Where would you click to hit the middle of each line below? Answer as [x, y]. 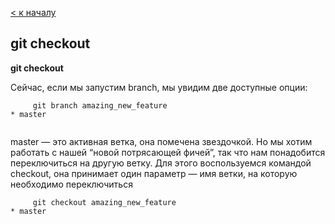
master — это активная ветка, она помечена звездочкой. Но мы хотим [161, 141]
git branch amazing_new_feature [100, 105]
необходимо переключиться [71, 184]
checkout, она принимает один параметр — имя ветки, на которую [154, 173]
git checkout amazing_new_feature [104, 202]
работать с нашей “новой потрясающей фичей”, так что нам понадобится [168, 152]
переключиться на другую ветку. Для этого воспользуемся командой [161, 163]
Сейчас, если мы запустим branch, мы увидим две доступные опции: [159, 87]
